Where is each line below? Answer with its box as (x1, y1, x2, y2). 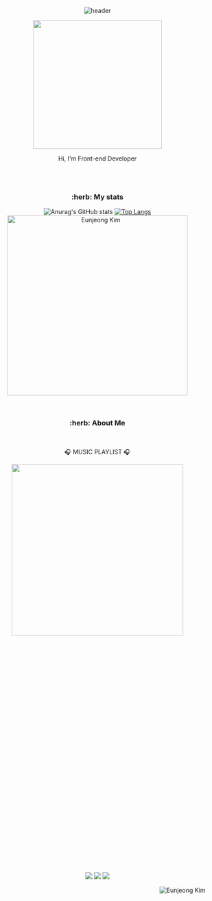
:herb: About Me (69, 419, 126, 428)
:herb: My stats (71, 192, 124, 202)
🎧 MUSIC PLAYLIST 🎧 (64, 447, 131, 456)
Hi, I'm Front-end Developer (58, 154, 137, 163)
